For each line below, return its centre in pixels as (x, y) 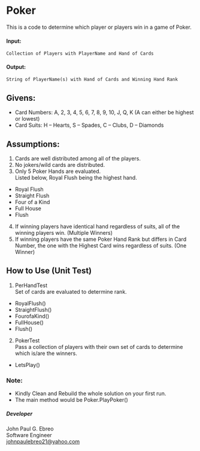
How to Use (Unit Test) (49, 271)
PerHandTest (31, 285)
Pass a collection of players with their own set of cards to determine (99, 347)
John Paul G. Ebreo (30, 429)
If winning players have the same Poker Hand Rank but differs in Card (101, 239)
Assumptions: (33, 144)
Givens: (21, 98)
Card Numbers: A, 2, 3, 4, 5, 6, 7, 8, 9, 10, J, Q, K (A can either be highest (104, 112)
